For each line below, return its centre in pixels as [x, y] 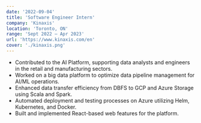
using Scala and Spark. [43, 94]
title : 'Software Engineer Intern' [51, 17]
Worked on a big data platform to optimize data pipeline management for [105, 75]
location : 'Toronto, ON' [37, 28]
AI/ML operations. [37, 81]
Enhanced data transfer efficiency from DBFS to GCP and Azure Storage [104, 88]
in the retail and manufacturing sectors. [64, 68]
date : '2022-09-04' [31, 12]
